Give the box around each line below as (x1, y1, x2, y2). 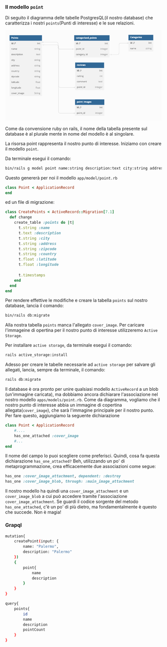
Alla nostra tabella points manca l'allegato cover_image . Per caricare (5, 322, 145, 328)
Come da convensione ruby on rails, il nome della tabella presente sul (5, 126, 148, 132)
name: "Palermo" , (23, 544, 59, 549)
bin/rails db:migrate (5, 313, 50, 318)
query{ (5, 601, 19, 606)
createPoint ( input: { (14, 539, 59, 544)
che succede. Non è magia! (5, 509, 62, 515)
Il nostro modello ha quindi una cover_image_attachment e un (5, 488, 129, 494)
